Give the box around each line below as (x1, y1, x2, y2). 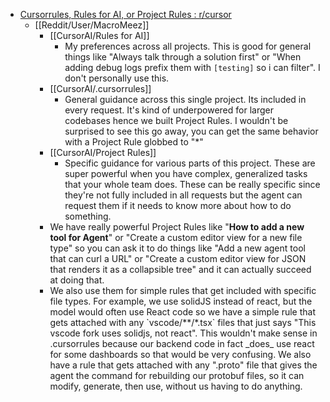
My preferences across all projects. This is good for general (64, 40, 312, 52)
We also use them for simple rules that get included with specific (49, 285, 317, 296)
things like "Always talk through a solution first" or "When (64, 51, 302, 63)
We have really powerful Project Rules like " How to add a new (49, 221, 305, 233)
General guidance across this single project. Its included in (64, 94, 307, 105)
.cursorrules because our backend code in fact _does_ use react (49, 338, 315, 349)
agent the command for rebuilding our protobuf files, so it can (49, 370, 305, 381)
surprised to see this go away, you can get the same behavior (64, 125, 319, 137)
